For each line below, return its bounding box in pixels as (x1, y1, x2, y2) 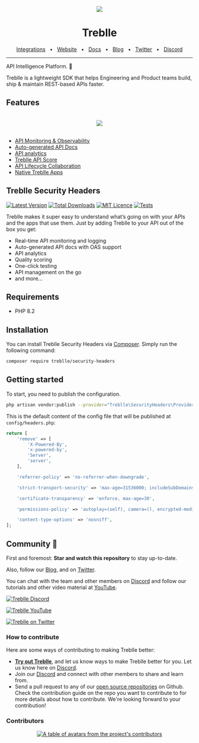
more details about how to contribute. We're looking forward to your (14, 696, 181, 703)
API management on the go (14, 268, 82, 276)
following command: (6, 347, 56, 354)
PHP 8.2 (14, 308, 35, 315)
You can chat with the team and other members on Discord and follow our (6, 577, 187, 584)
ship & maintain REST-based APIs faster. (6, 80, 105, 88)
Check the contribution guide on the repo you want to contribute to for (14, 690, 187, 697)
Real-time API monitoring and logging (14, 237, 107, 244)
